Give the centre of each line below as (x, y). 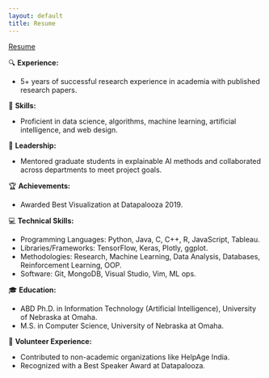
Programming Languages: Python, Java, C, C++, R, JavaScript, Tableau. (140, 239)
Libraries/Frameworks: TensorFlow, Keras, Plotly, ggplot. (114, 248)
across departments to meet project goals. (91, 170)
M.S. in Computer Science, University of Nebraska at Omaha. (122, 325)
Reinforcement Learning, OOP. (71, 265)
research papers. (48, 90)
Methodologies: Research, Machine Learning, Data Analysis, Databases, (140, 256)
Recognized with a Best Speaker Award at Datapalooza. (113, 365)
